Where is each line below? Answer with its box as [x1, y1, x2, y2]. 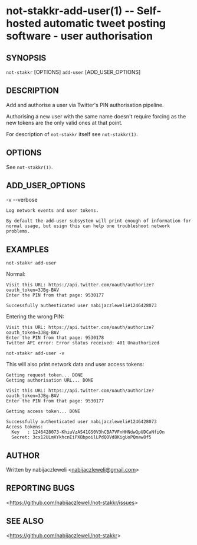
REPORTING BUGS [6, 483, 75, 494]
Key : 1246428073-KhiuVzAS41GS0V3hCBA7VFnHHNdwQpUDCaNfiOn [11, 429, 165, 436]
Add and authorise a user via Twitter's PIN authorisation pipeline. [6, 101, 164, 108]
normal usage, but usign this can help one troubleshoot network [6, 223, 170, 229]
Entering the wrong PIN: [6, 313, 64, 320]
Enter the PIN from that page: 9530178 [6, 335, 104, 341]
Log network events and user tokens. [6, 208, 99, 214]
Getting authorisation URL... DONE [6, 378, 94, 383]
